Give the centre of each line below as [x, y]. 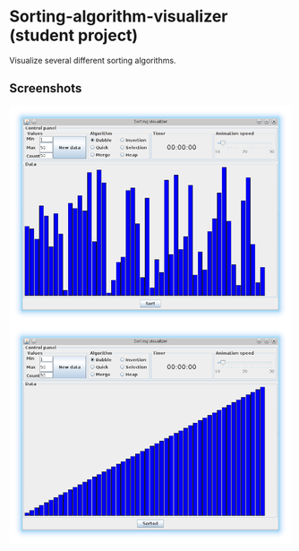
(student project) [74, 35]
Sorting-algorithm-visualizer [119, 17]
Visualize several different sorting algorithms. [93, 60]
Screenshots [46, 88]
